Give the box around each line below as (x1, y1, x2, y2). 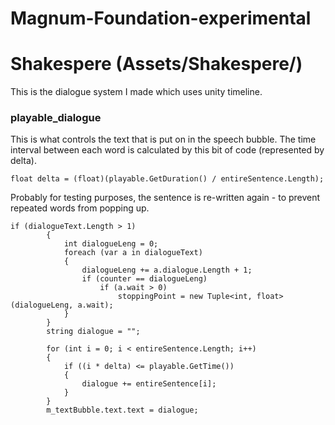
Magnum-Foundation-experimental (10, 7, 312, 30)
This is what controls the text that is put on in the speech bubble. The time (10, 133, 317, 146)
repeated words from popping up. (10, 202, 150, 214)
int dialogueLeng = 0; (63, 239, 159, 249)
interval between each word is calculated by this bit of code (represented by (10, 144, 325, 156)
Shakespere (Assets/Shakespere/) (10, 53, 303, 76)
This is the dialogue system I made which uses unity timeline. (10, 86, 263, 98)
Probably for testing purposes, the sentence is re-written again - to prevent (10, 192, 321, 204)
